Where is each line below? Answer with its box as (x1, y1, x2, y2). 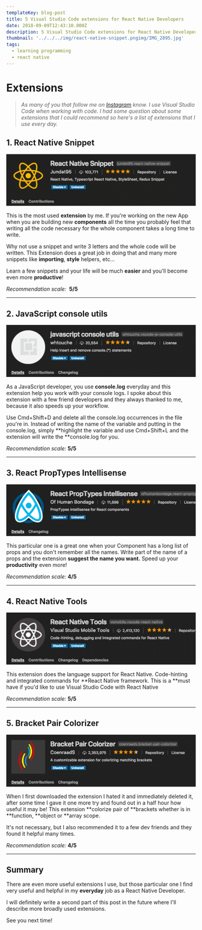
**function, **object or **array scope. (6, 812, 100, 819)
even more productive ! (6, 274, 64, 281)
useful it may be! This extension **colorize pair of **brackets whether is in (6, 805, 191, 812)
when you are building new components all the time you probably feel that (6, 218, 191, 226)
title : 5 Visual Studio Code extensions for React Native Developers (6, 16, 185, 22)
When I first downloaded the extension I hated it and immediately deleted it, (6, 792, 194, 800)
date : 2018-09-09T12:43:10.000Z (6, 22, 87, 28)
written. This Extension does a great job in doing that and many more (6, 249, 177, 256)
